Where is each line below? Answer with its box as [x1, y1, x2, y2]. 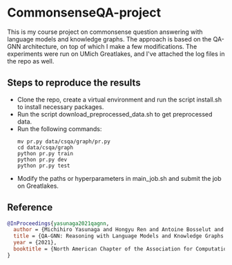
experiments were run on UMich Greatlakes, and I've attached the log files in [7, 50, 225, 58]
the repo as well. [7, 57, 55, 65]
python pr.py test [17, 162, 70, 169]
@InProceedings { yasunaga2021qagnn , [7, 219, 110, 227]
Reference [7, 202, 53, 213]
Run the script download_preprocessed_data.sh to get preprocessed [17, 110, 213, 118]
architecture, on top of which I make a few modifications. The [22, 42, 197, 50]
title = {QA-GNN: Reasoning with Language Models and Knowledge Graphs [13, 233, 224, 239]
